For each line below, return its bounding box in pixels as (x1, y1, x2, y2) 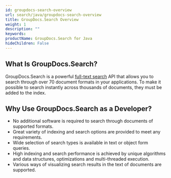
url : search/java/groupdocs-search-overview (5, 12, 102, 17)
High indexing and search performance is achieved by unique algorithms (12, 150, 166, 157)
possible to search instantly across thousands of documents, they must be (5, 84, 162, 90)
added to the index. (5, 90, 46, 96)
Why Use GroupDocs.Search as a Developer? (5, 104, 152, 113)
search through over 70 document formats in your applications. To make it (5, 79, 161, 85)
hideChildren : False (5, 41, 50, 46)
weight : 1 (5, 21, 27, 27)
